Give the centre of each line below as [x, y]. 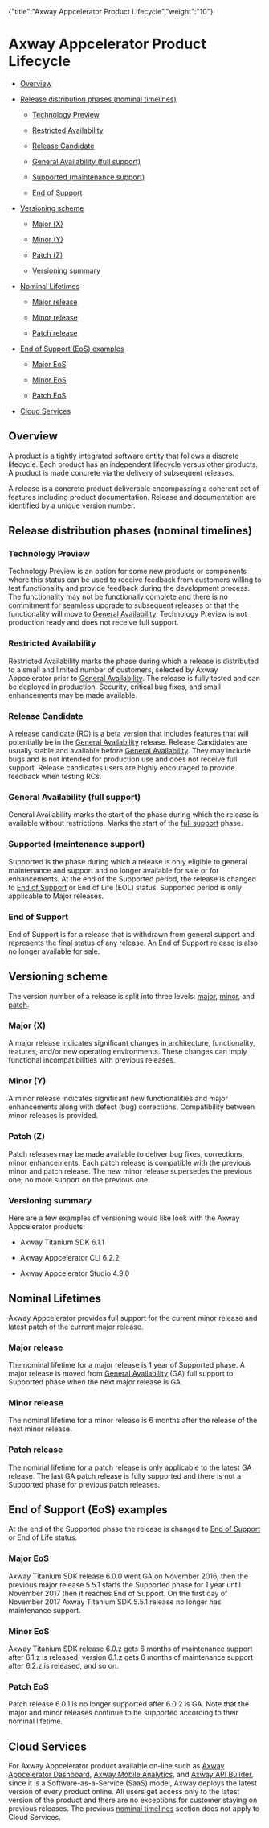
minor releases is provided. [53, 1116]
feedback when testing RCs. [55, 777]
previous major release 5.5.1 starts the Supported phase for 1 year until [124, 1584]
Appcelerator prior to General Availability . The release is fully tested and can [134, 678]
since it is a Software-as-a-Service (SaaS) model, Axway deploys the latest [132, 1783]
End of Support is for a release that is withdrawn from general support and [132, 934]
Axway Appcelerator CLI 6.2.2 [69, 1257]
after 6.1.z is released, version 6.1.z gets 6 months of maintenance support [131, 1657]
